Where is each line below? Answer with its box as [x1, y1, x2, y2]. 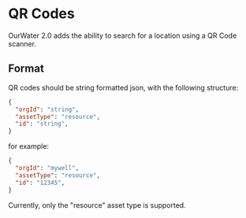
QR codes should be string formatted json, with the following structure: [8, 83, 239, 92]
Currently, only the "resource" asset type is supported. [8, 200, 187, 209]
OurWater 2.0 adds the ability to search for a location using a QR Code [8, 31, 237, 40]
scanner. [8, 39, 37, 48]
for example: [8, 142, 50, 151]
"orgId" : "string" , [15, 105, 80, 113]
